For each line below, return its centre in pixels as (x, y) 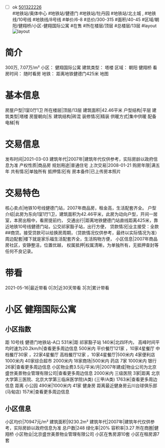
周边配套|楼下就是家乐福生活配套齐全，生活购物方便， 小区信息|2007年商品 (82, 239)
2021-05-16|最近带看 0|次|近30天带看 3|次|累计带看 (57, 288)
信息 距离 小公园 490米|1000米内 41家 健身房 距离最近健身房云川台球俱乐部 (81, 385)
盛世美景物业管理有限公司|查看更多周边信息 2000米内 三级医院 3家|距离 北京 (82, 373)
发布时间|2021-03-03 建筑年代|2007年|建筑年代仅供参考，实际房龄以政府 (79, 159)
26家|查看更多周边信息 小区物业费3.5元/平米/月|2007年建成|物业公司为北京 (81, 367)
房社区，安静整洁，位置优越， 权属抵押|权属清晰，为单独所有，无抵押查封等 (82, 245)
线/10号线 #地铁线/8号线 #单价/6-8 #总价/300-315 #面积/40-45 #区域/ (83, 20)
